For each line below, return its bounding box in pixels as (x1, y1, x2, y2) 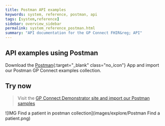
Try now (5, 82, 32, 90)
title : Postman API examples (5, 7, 66, 12)
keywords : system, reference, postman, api (5, 12, 98, 17)
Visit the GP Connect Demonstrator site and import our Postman (17, 95, 150, 101)
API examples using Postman (5, 49, 98, 57)
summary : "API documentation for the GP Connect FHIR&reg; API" (5, 30, 142, 35)
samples (17, 100, 35, 106)
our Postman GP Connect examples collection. (5, 67, 101, 73)
